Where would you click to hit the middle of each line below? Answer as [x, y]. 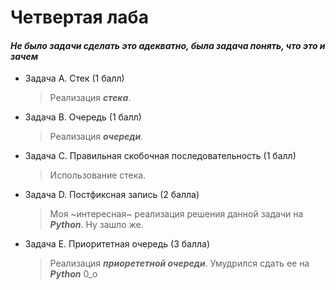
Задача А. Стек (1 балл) [74, 78]
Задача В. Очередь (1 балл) [83, 117]
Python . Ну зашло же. [96, 225]
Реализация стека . [90, 98]
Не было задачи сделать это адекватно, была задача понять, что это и [168, 45]
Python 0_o [73, 274]
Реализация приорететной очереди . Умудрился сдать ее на [179, 263]
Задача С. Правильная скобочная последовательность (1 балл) [160, 156]
